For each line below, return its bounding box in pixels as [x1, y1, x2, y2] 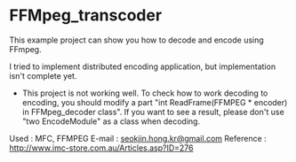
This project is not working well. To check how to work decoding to [21, 88, 268, 98]
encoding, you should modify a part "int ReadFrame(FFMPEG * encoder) [21, 96, 288, 107]
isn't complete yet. [9, 70, 77, 81]
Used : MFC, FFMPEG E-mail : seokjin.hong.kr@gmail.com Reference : [9, 133, 267, 143]
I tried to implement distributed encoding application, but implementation [9, 61, 276, 72]
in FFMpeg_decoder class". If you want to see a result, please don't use [21, 106, 284, 117]
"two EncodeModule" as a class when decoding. [21, 116, 201, 127]
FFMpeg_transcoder [9, 5, 163, 26]
